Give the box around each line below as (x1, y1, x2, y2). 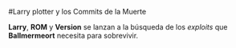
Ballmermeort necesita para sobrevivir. (8, 31, 139, 40)
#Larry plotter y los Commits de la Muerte (8, 7, 147, 16)
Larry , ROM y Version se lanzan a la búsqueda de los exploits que (8, 22, 228, 31)
